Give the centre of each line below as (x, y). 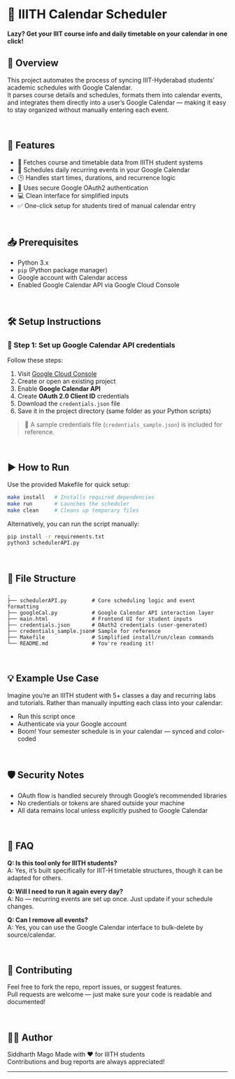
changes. (21, 906)
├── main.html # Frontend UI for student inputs (100, 619)
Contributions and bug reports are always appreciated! (86, 1062)
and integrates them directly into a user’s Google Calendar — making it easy (117, 102)
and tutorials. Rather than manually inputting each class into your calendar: (115, 702)
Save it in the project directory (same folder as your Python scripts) (114, 411)
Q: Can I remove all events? (48, 919)
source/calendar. (31, 935)
